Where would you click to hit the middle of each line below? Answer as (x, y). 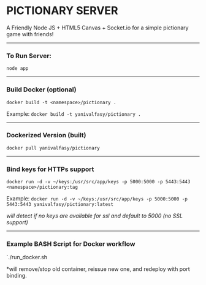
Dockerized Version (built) (47, 135)
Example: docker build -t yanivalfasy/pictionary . (74, 113)
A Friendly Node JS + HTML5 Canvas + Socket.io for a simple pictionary (97, 28)
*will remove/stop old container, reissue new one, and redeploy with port (98, 269)
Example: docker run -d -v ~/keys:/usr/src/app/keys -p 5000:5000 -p (97, 199)
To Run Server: (29, 56)
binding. (17, 276)
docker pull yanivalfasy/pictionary (53, 148)
